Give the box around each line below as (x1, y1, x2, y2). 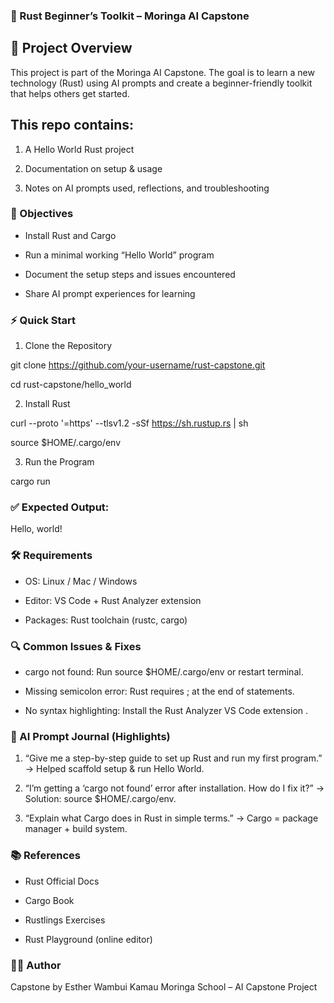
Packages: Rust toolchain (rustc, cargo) (24, 614, 188, 626)
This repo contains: (10, 117, 134, 134)
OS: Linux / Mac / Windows (24, 575, 138, 587)
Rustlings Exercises (24, 914, 106, 926)
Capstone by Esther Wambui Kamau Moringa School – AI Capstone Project (10, 980, 318, 993)
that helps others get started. (10, 87, 130, 99)
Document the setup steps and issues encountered (24, 268, 236, 280)
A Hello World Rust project (24, 143, 135, 155)
